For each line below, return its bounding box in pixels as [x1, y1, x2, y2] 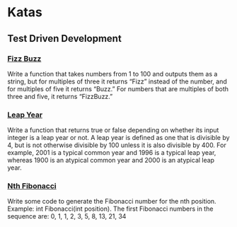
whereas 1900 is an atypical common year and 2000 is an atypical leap [7, 156, 214, 165]
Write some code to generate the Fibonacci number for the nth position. [7, 197, 217, 206]
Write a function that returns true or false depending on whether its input [7, 126, 219, 134]
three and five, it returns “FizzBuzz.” [7, 92, 113, 100]
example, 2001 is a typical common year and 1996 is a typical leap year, [7, 149, 216, 157]
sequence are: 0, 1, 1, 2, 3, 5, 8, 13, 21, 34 [7, 212, 127, 221]
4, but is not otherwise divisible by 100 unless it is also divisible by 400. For [7, 141, 226, 149]
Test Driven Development [7, 33, 122, 45]
